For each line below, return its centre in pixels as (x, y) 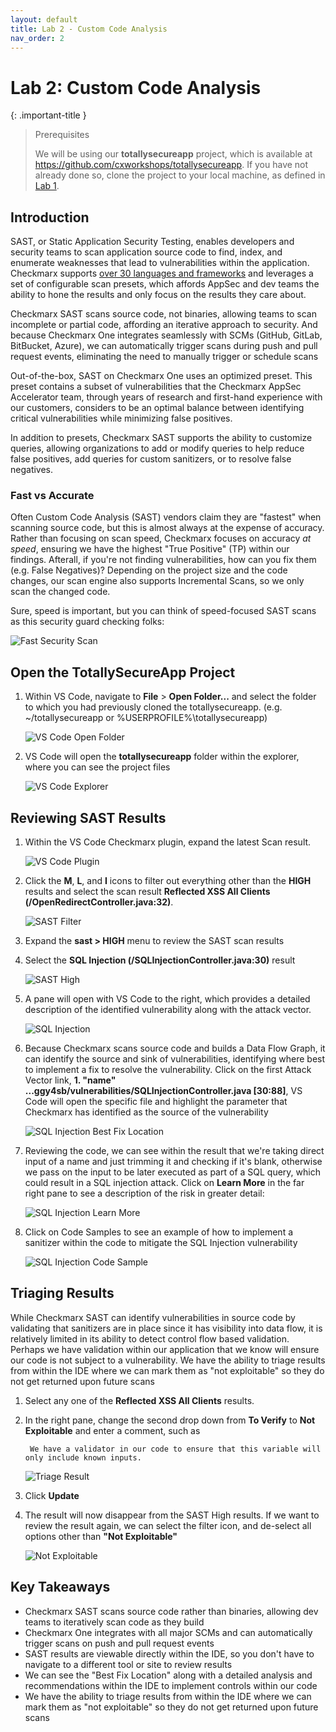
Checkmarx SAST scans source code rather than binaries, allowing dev (171, 1611)
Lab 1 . (47, 186)
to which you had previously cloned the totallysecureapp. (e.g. (153, 707)
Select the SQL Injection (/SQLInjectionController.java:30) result (160, 960)
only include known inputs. (83, 1457)
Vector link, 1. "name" (70, 1080)
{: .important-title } (48, 115)
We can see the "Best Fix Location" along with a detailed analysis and (168, 1675)
